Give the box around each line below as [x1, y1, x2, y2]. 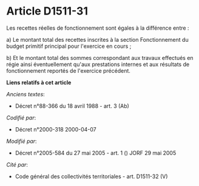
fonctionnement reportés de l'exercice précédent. [6, 67, 130, 74]
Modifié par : [6, 138, 38, 145]
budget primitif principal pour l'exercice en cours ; [6, 42, 132, 50]
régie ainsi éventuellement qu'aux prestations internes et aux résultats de [6, 61, 190, 68]
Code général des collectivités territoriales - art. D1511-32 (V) [15, 173, 168, 180]
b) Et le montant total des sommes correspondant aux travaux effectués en [6, 54, 194, 61]
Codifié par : [6, 114, 36, 121]
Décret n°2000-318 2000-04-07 [15, 125, 96, 133]
